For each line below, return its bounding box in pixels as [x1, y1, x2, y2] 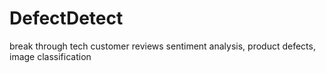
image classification [9, 50, 92, 62]
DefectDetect [9, 7, 124, 30]
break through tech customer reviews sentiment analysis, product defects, [9, 40, 316, 52]
